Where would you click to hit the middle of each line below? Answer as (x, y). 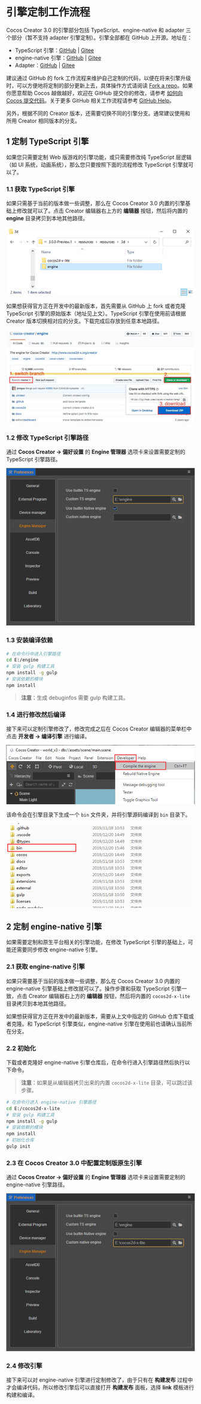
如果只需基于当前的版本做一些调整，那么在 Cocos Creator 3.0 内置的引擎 (96, 203)
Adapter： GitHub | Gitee (45, 65)
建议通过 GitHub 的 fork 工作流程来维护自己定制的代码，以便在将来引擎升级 (99, 78)
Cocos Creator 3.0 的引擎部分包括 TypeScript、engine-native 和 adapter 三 (99, 30)
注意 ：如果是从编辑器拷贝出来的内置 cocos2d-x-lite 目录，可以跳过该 (106, 1083)
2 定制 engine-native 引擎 (54, 926)
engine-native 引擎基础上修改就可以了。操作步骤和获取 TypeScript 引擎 (94, 988)
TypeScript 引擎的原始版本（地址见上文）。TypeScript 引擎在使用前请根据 (96, 314)
